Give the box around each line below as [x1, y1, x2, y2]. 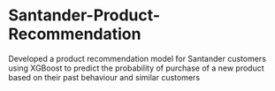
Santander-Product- [8, 5, 161, 26]
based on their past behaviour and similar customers [8, 72, 201, 82]
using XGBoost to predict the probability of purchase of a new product [8, 63, 264, 73]
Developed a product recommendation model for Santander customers [8, 53, 267, 64]
